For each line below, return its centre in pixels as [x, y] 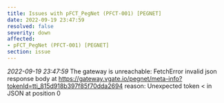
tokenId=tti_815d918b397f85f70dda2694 [65, 86]
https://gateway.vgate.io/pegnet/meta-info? [120, 78]
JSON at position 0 [34, 93]
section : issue [29, 52]
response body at [32, 78]
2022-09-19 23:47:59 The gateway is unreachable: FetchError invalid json [112, 71]
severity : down [29, 33]
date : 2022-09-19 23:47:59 [46, 20]
